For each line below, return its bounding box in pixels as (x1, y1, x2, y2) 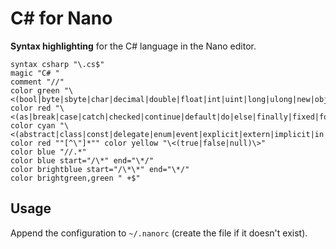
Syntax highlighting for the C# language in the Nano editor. (10, 40, 257, 52)
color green (10, 85, 60, 96)
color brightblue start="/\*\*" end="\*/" (10, 164, 190, 174)
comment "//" (10, 77, 65, 87)
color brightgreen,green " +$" (10, 173, 141, 183)
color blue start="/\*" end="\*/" (10, 155, 155, 166)
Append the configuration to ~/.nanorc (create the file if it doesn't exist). (10, 227, 308, 239)
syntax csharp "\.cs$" (10, 59, 105, 69)
